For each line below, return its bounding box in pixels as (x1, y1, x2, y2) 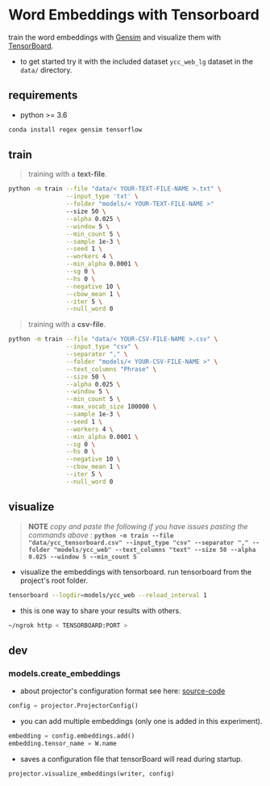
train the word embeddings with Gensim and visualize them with (8, 32, 222, 42)
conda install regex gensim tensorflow (8, 125, 143, 134)
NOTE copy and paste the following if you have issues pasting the (27, 521, 248, 531)
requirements (8, 89, 78, 102)
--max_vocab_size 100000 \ (65, 403, 157, 411)
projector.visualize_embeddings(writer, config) (8, 769, 175, 778)
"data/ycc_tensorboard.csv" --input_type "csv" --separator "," (27, 538, 249, 546)
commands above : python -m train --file (27, 530, 174, 540)
